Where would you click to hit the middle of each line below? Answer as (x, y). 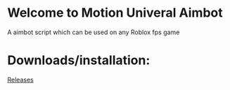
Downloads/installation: (79, 60)
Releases (20, 80)
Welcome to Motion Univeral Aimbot (115, 13)
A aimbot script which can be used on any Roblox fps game (94, 32)
